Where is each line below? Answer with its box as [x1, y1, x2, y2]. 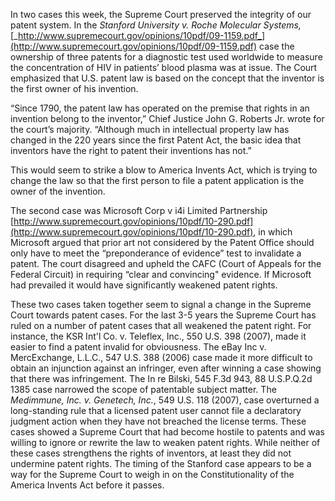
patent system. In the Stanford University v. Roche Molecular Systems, [10, 19, 302, 31]
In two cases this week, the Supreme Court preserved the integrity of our [10, 9, 312, 20]
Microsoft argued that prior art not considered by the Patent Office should [10, 237, 315, 248]
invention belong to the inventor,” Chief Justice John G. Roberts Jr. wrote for [10, 113, 325, 124]
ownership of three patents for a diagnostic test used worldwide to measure [10, 51, 323, 63]
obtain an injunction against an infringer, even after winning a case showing [10, 362, 322, 374]
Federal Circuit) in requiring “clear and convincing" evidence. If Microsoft [10, 269, 312, 280]
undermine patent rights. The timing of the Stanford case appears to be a [10, 458, 312, 469]
